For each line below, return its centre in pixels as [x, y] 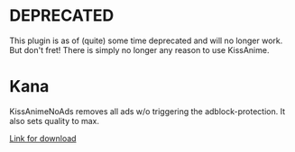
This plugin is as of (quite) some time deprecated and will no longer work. [146, 40]
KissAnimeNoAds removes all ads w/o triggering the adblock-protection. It [147, 111]
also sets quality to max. [55, 121]
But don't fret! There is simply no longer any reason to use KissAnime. [139, 49]
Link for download [43, 138]
